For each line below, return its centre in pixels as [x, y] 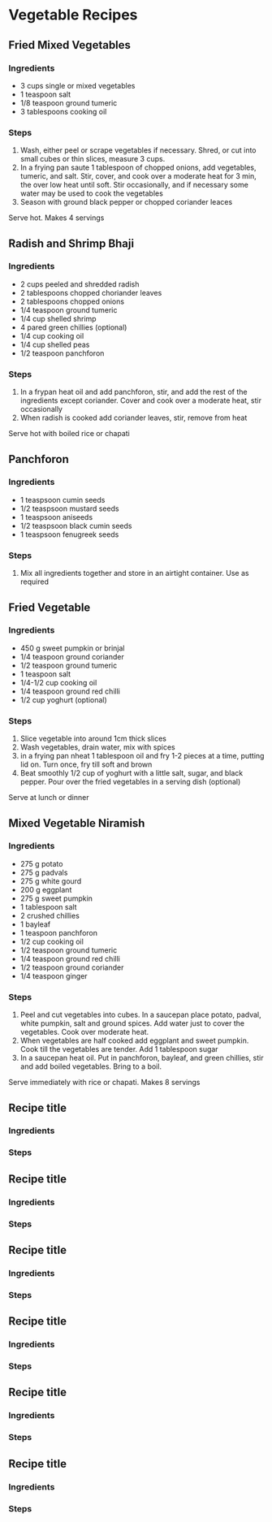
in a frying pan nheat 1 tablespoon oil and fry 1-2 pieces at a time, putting [142, 756]
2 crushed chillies [50, 915]
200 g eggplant [46, 889]
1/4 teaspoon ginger [54, 975]
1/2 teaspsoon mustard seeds [69, 508]
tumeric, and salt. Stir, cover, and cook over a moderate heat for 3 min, [138, 176]
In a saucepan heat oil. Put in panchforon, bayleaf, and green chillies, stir [142, 1058]
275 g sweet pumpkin [56, 898]
